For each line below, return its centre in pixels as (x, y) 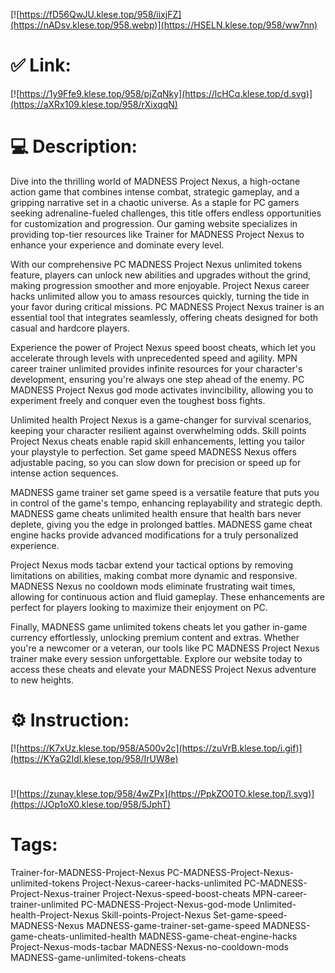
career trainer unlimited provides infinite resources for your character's (156, 368)
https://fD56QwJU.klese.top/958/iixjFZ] (100, 14)
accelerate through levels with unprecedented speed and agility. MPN (154, 358)
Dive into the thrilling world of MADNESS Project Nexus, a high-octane (155, 181)
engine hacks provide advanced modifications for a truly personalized (154, 535)
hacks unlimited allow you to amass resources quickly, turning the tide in (160, 296)
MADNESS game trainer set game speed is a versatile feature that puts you (165, 492)
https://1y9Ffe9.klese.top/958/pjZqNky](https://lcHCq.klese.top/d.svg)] (166, 93)
